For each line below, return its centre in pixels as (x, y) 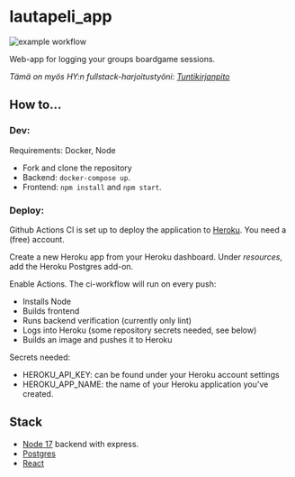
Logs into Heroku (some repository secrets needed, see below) (139, 330)
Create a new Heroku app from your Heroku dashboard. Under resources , (146, 257)
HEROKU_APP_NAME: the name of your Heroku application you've (145, 384)
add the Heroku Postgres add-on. (72, 266)
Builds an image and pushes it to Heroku (97, 339)
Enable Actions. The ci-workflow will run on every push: (113, 284)
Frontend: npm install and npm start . (92, 187)
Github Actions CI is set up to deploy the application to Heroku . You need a (148, 229)
